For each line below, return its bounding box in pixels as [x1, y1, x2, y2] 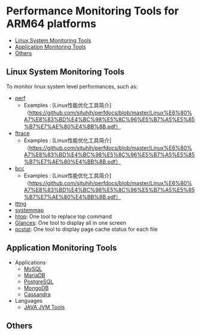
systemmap [14, 206, 44, 213]
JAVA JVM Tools [23, 303, 65, 310]
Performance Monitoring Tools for [6, 4, 179, 18]
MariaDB [23, 271, 46, 279]
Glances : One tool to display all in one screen [14, 219, 127, 226]
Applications [14, 259, 46, 266]
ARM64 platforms [6, 17, 97, 31]
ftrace [14, 129, 30, 137]
